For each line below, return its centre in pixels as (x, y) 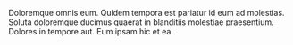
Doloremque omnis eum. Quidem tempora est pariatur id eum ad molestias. (146, 13)
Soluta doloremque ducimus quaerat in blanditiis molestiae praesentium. (141, 22)
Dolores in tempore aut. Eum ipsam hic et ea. (91, 31)
